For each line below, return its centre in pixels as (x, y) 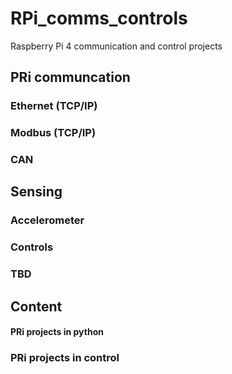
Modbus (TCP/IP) (53, 133)
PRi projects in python (57, 332)
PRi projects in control (65, 358)
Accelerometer (47, 220)
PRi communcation (70, 77)
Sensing (36, 192)
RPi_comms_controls (99, 18)
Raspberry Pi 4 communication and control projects (116, 46)
